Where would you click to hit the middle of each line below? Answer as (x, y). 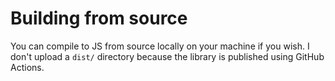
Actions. (27, 67)
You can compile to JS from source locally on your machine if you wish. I (160, 46)
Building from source (99, 18)
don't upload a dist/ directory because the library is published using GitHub (167, 56)
